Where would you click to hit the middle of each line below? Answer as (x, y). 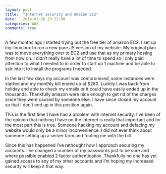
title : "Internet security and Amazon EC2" (52, 14)
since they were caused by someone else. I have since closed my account (81, 99)
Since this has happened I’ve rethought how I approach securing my (75, 145)
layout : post (19, 10)
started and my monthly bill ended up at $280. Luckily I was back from (77, 84)
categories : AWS (22, 24)
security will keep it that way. (35, 167)
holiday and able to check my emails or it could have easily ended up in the (82, 89)
